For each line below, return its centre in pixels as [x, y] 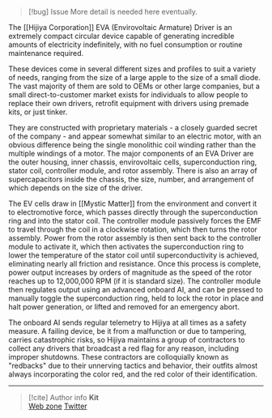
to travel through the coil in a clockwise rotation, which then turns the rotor [133, 229]
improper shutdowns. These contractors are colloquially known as [119, 357]
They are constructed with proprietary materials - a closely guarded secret [133, 128]
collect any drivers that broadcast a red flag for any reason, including [123, 348]
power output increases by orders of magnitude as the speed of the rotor [130, 272]
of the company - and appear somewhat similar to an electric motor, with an [135, 136]
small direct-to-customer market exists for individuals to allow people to [128, 95]
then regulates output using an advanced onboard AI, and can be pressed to [136, 290]
